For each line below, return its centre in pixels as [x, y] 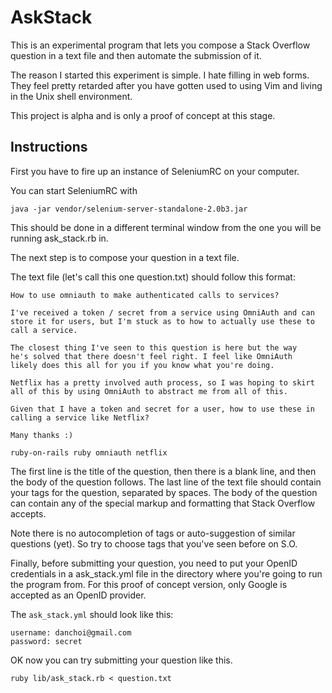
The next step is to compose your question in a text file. [125, 257]
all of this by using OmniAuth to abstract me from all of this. [149, 391]
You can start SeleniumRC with [74, 190]
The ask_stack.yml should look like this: [92, 614]
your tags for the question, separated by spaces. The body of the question [164, 492]
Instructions [49, 147]
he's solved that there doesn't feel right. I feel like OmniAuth [151, 356]
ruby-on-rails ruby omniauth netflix [89, 452]
